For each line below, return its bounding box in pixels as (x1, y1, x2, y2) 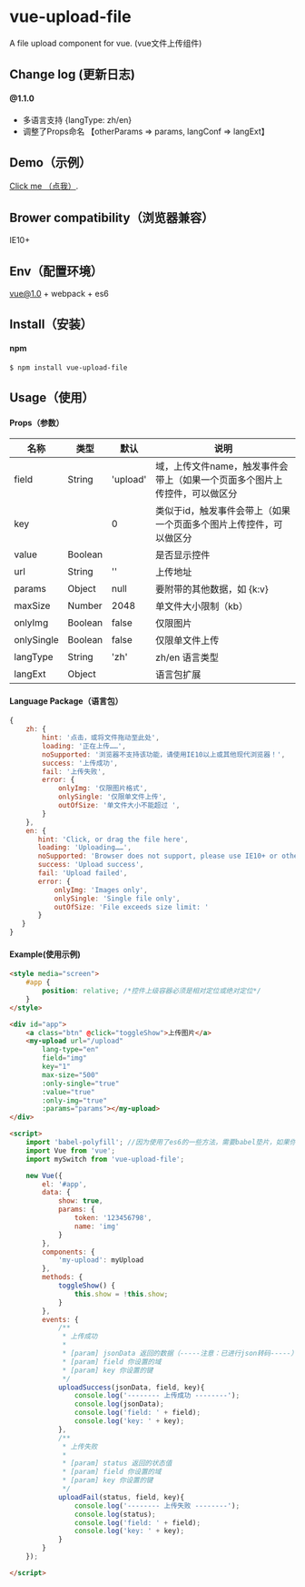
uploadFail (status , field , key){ (57, 1492, 184, 1501)
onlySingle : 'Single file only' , (54, 894, 181, 903)
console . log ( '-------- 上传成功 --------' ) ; (74, 1391, 241, 1400)
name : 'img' (74, 1222, 120, 1231)
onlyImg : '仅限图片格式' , (57, 784, 148, 793)
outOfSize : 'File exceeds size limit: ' (54, 902, 209, 911)
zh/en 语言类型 (155, 651, 220, 664)
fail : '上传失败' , (42, 767, 106, 776)
